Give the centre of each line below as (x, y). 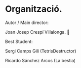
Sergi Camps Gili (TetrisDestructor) (41, 51)
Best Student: (19, 41)
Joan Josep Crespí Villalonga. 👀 (38, 32)
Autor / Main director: (27, 23)
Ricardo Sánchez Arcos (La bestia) (40, 60)
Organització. (34, 9)
